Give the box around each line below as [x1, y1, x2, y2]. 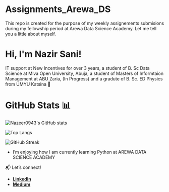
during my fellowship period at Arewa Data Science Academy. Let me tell [5, 25, 157, 31]
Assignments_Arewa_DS [5, 4, 111, 15]
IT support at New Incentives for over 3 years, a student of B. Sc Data [5, 65, 150, 71]
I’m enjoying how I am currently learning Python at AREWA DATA [12, 149, 147, 155]
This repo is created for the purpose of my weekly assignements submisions [5, 20, 164, 26]
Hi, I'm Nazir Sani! [5, 49, 82, 60]
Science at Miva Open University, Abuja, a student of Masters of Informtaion [5, 70, 164, 76]
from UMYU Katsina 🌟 [5, 81, 51, 87]
